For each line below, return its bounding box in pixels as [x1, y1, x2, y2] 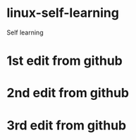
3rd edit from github [6, 117, 127, 133]
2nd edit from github [6, 85, 130, 101]
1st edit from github [6, 53, 123, 69]
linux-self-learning [6, 5, 119, 21]
